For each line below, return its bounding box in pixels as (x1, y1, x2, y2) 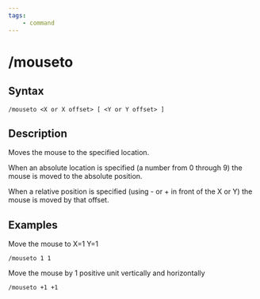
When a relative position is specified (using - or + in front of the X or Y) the (8, 187, 253, 196)
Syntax (8, 85, 44, 98)
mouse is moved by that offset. (8, 195, 109, 205)
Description (8, 127, 67, 140)
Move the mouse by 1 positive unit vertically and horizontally (8, 268, 205, 278)
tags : (8, 11, 26, 20)
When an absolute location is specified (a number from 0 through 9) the (8, 163, 243, 172)
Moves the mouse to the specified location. (8, 148, 150, 157)
